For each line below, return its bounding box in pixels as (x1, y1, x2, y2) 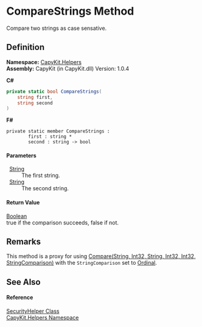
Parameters (6, 151, 37, 159)
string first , (17, 94, 53, 100)
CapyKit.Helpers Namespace (6, 314, 79, 322)
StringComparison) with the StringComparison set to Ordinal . (6, 259, 157, 267)
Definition (6, 42, 44, 52)
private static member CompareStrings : (6, 128, 111, 135)
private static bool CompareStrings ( (6, 88, 102, 95)
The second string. (21, 185, 69, 192)
